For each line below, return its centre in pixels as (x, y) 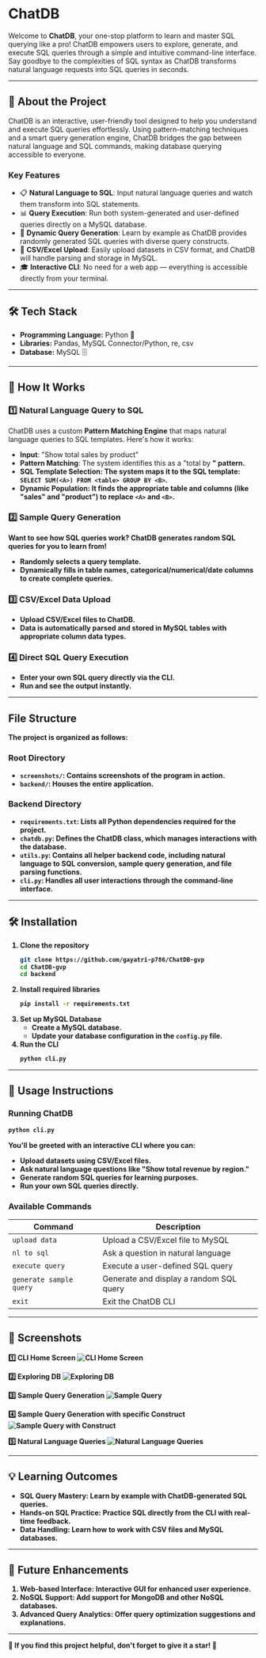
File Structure (42, 718)
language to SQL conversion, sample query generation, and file (125, 863)
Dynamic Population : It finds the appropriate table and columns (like (134, 488)
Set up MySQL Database (61, 1020)
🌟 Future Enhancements (68, 1570)
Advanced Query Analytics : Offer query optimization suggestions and (137, 1614)
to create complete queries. (66, 578)
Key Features (34, 175)
